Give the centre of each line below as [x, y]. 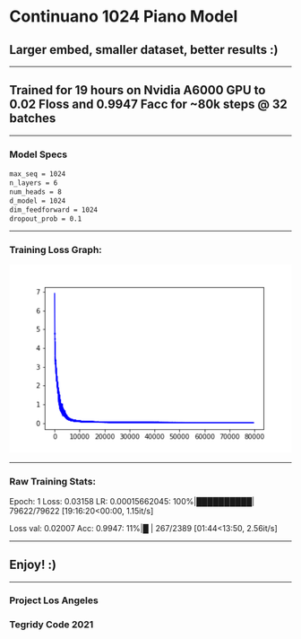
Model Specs [39, 154]
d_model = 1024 [38, 201]
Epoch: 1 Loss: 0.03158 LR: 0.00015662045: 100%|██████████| [132, 501]
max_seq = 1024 [38, 174]
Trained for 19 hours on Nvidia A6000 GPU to [138, 90]
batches [33, 118]
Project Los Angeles [54, 600]
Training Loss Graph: [56, 250]
